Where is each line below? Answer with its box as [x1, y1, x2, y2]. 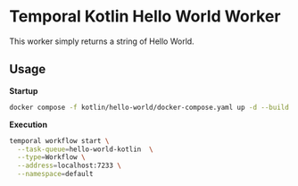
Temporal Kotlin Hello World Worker [9, 6, 281, 27]
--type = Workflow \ [17, 153, 87, 162]
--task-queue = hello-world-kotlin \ [17, 145, 153, 154]
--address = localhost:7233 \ [17, 161, 122, 171]
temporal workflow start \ [9, 136, 110, 145]
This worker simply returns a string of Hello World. [9, 36, 195, 46]
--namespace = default [17, 170, 94, 179]
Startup [9, 85, 38, 96]
